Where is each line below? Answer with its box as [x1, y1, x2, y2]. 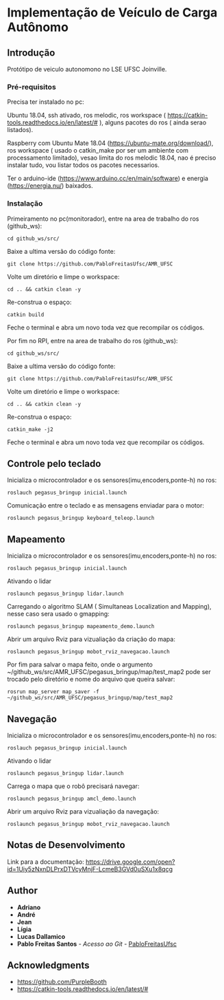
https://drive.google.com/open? [85, 858, 175, 866]
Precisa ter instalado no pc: [7, 98, 84, 106]
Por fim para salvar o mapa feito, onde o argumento [7, 660, 153, 669]
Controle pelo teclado [7, 457, 101, 469]
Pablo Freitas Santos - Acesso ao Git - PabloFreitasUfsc [16, 939, 177, 948]
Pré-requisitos [7, 82, 56, 91]
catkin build [7, 311, 45, 318]
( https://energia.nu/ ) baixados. [7, 182, 94, 190]
